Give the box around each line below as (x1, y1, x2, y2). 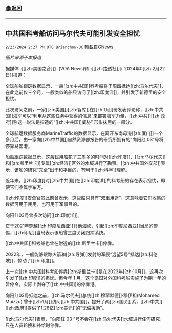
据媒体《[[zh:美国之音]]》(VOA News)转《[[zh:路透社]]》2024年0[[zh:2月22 (5, 66, 165, 72)
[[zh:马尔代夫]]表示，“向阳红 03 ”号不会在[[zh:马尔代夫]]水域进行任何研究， (5, 316, 165, 322)
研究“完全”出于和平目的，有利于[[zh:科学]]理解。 (27, 167, 130, 173)
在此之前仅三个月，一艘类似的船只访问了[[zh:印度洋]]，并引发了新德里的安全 (5, 89, 166, 95)
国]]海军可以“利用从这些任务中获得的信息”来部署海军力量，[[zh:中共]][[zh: (5, 113, 161, 119)
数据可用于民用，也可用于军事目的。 (5, 201, 82, 207)
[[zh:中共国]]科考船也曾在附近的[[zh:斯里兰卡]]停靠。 (5, 240, 117, 246)
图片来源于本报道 (5, 55, 41, 61)
